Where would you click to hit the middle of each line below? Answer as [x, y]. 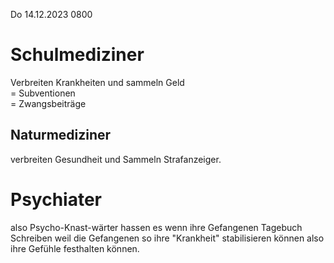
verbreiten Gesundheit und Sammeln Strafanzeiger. [116, 159]
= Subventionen [43, 93]
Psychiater [56, 199]
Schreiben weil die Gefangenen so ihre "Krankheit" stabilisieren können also [167, 238]
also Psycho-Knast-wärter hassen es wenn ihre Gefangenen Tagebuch [156, 227]
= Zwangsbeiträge [48, 103]
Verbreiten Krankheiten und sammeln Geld [97, 82]
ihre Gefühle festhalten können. [75, 248]
